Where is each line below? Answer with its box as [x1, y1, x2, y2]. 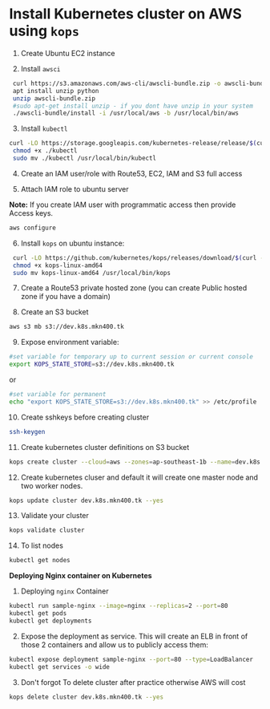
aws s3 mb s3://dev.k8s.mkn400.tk [9, 322, 125, 331]
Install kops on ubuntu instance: [20, 238, 125, 248]
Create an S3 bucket [20, 307, 89, 317]
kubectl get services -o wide [9, 662, 111, 671]
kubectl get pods [9, 610, 67, 618]
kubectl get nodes [9, 557, 71, 565]
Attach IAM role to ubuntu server [20, 184, 129, 193]
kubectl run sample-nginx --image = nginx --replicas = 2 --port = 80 [9, 602, 228, 610]
